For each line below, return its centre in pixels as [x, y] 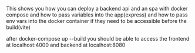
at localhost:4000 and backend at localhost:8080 [66, 45]
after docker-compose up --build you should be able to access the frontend [98, 39]
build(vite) [19, 27]
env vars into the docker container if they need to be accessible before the [96, 21]
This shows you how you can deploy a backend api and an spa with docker [97, 9]
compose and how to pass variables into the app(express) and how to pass [97, 15]
